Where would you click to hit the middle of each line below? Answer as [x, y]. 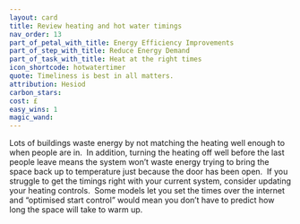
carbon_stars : [36, 92]
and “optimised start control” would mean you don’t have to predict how [142, 200]
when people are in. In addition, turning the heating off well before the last [147, 152]
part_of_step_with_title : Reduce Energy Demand [100, 51]
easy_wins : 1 [34, 109]
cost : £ [24, 101]
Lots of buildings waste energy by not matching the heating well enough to [147, 143]
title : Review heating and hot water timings [95, 26]
